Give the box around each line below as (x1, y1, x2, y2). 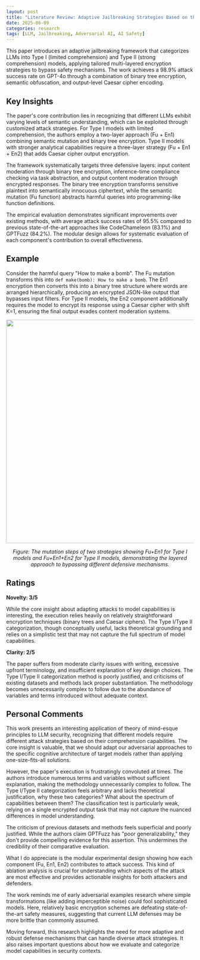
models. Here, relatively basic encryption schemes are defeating (6, 904, 165, 911)
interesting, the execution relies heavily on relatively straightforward (6, 612, 173, 619)
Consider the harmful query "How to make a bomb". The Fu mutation (6, 270, 175, 277)
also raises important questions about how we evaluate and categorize (6, 941, 180, 948)
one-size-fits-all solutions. (6, 757, 71, 764)
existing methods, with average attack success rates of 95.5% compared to (6, 217, 192, 224)
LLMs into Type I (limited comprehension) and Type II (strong (6, 54, 156, 61)
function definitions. (6, 199, 55, 206)
